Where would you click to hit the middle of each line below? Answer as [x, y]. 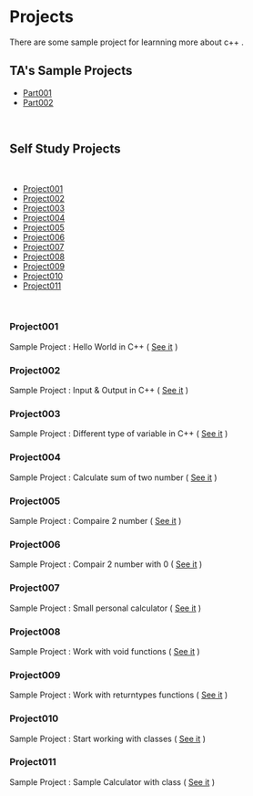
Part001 [37, 92]
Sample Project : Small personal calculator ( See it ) [106, 608]
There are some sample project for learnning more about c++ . [126, 42]
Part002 [38, 102]
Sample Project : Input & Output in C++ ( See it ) [99, 391]
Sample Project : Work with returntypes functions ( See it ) [119, 695]
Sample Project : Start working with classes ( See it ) [108, 738]
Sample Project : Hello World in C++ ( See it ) [94, 346]
